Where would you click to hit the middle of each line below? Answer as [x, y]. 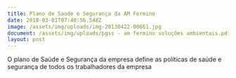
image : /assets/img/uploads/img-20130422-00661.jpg [84, 26]
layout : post [26, 40]
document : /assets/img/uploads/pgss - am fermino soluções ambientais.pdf [119, 33]
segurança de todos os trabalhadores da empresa [80, 67]
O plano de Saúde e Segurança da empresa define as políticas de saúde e [114, 59]
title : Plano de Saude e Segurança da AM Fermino [81, 14]
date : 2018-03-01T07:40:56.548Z [54, 20]
